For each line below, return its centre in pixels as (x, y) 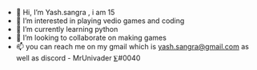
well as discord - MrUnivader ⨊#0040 (78, 58)
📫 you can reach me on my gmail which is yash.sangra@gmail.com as (133, 47)
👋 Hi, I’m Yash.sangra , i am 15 (65, 12)
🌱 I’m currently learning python (67, 29)
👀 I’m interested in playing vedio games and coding (100, 21)
